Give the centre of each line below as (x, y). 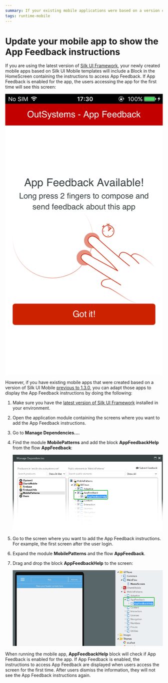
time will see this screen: (31, 87)
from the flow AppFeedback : (42, 448)
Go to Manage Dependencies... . (46, 433)
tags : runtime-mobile (28, 16)
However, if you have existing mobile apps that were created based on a (79, 383)
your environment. (31, 408)
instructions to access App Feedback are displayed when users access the (82, 664)
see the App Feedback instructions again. (48, 675)
